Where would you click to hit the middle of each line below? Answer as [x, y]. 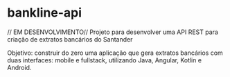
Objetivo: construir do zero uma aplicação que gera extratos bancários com [115, 53]
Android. [19, 67]
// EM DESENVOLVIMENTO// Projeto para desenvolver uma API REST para [113, 32]
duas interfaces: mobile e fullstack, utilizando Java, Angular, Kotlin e [105, 60]
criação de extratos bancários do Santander [70, 39]
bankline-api [44, 13]
